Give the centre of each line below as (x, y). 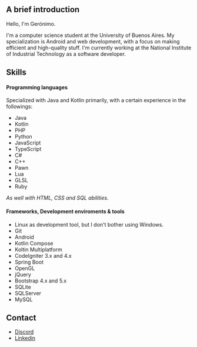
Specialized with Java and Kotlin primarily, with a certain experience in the (96, 100)
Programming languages (37, 87)
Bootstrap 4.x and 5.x (41, 281)
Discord (24, 332)
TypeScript (28, 149)
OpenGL (25, 268)
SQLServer (28, 293)
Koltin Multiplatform (39, 250)
